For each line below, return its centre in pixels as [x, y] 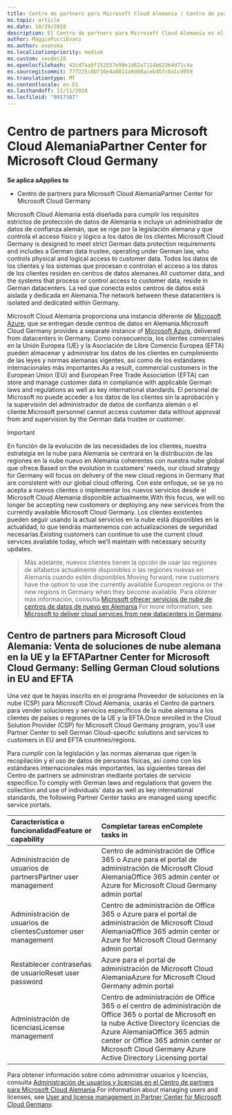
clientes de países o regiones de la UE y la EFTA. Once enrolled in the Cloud [114, 717]
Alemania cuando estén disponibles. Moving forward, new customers [122, 577]
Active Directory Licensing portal [155, 1058]
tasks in [115, 835]
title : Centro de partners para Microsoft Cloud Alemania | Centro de [111, 14]
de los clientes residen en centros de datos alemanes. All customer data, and [116, 273]
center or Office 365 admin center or [161, 1040]
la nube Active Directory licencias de [161, 1023]
